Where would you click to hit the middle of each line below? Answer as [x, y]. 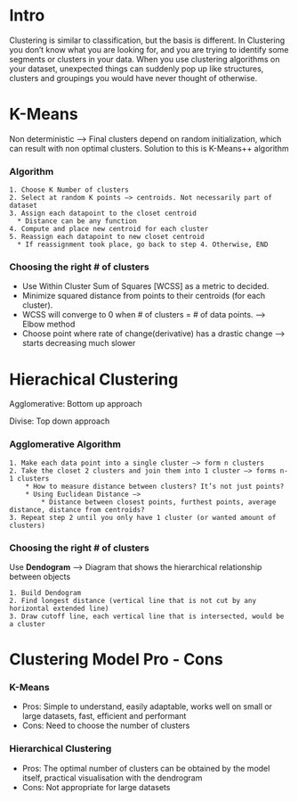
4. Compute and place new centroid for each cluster [109, 229]
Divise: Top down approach [60, 421]
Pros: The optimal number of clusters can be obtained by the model [146, 768]
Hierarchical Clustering [60, 748]
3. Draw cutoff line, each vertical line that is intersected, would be [147, 616]
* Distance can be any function [77, 221]
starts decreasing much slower [79, 343]
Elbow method [48, 324]
